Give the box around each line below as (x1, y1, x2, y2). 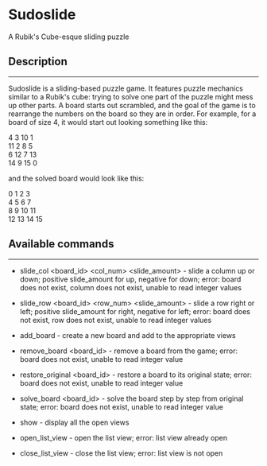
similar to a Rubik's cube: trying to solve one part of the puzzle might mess (8, 91, 253, 101)
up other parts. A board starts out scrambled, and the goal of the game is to (8, 100, 256, 110)
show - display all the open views (19, 417, 130, 427)
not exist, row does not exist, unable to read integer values (19, 315, 212, 324)
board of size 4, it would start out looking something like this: (8, 117, 208, 126)
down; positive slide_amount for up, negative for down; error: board (19, 274, 242, 284)
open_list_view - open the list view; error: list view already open (19, 433, 228, 442)
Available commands (8, 237, 114, 251)
